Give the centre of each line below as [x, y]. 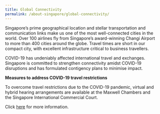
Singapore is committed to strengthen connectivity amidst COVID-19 [73, 63]
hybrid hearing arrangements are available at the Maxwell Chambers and [78, 92]
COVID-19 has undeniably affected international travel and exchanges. [75, 58]
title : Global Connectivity [33, 9]
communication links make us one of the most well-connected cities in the [79, 33]
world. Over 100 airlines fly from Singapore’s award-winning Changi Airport [80, 38]
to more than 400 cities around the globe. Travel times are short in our [75, 43]
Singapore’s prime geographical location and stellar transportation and [75, 28]
